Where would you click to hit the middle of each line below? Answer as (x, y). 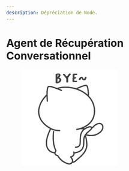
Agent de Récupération (65, 43)
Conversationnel (49, 55)
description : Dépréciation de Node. (52, 13)
